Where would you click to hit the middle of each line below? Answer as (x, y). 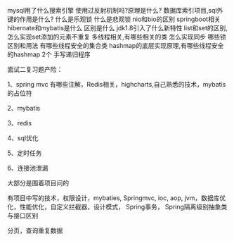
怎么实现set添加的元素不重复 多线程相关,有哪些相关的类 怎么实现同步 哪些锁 (117, 37)
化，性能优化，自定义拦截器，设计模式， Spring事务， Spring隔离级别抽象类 (117, 207)
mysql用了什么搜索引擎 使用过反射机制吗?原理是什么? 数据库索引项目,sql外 (115, 10)
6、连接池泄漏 (28, 168)
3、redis (20, 123)
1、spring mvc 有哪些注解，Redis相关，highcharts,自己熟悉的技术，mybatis (117, 84)
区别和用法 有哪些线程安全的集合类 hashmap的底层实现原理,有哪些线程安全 (116, 45)
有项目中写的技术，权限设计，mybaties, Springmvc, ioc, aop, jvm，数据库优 (117, 198)
